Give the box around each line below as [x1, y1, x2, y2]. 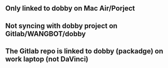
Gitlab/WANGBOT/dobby [5, 29, 86, 38]
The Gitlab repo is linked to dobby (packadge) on [5, 47, 163, 56]
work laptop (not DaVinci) [5, 55, 88, 63]
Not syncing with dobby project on [5, 21, 117, 30]
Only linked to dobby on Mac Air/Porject [5, 4, 135, 13]
